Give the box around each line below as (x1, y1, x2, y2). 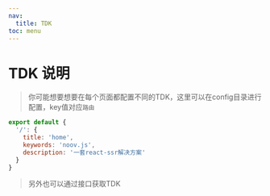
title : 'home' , (23, 134, 74, 142)
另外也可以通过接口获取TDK (27, 179, 121, 189)
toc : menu (8, 27, 42, 35)
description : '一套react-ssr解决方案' (23, 148, 146, 156)
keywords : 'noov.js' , (23, 140, 95, 149)
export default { (8, 119, 67, 127)
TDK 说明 (8, 64, 70, 82)
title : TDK (15, 19, 52, 27)
